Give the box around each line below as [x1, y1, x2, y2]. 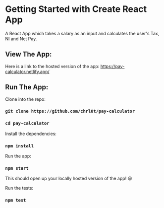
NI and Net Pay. [5, 36, 37, 42]
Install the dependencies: [5, 131, 57, 137]
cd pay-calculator [5, 121, 50, 126]
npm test [5, 198, 26, 203]
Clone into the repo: [5, 96, 46, 102]
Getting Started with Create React [5, 3, 147, 15]
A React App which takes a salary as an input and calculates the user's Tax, [5, 30, 160, 36]
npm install [5, 143, 34, 148]
